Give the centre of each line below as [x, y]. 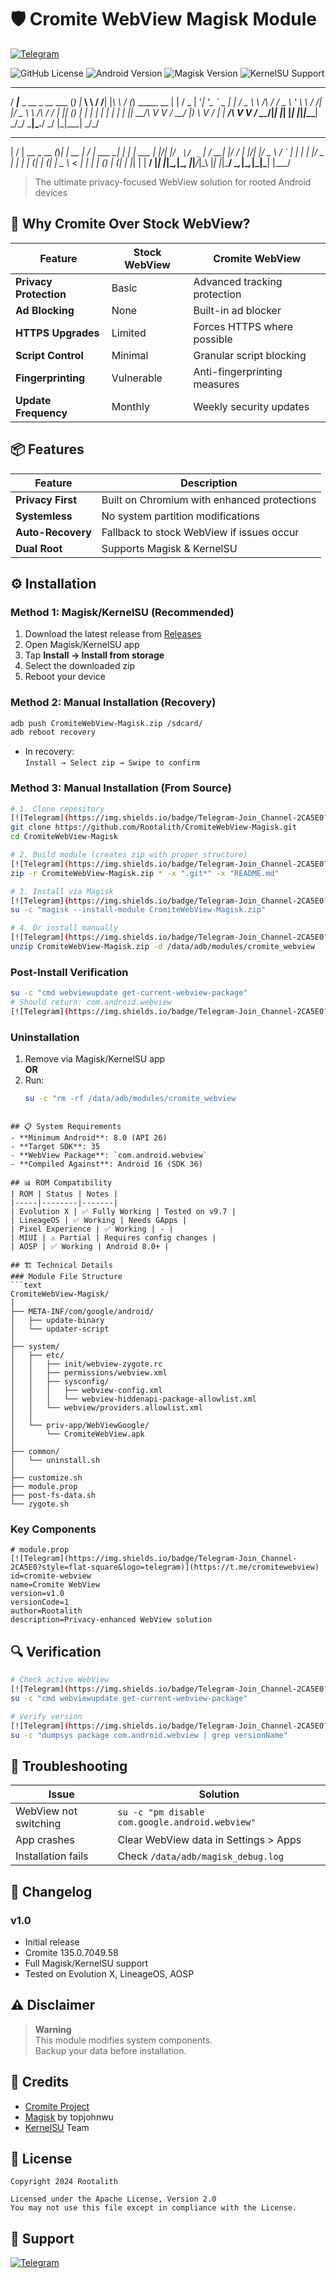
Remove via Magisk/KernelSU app [95, 1059]
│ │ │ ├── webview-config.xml [86, 1391]
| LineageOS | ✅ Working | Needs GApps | [99, 1221]
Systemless [44, 516]
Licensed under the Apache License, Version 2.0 [113, 2199]
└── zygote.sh [40, 1504]
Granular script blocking [250, 355]
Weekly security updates [251, 406]
